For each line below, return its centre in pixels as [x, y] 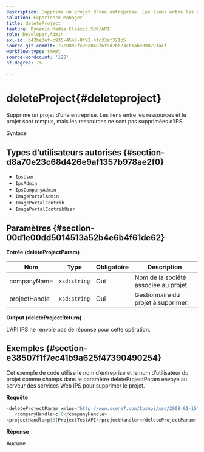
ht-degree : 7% [24, 63]
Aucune [16, 443]
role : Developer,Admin [35, 35]
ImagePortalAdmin [37, 196]
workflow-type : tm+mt [34, 52]
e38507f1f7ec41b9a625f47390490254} [84, 358]
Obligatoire [113, 267]
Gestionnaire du [157, 295]
